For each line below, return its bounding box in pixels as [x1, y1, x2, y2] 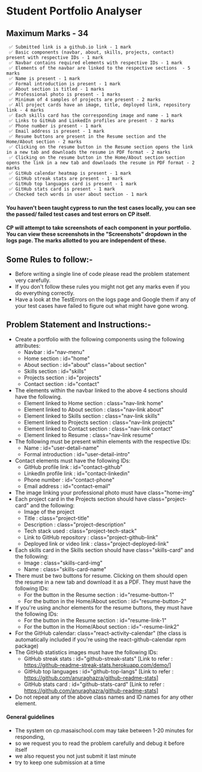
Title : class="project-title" [23, 514, 90, 521]
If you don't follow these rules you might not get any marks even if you [14, 283, 190, 290]
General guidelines [6, 714, 55, 721]
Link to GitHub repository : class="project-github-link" [23, 533, 158, 541]
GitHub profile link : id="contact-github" [23, 463, 123, 470]
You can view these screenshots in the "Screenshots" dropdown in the [6, 230, 188, 238]
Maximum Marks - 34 [6, 28, 89, 38]
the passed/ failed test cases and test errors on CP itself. [6, 210, 151, 218]
